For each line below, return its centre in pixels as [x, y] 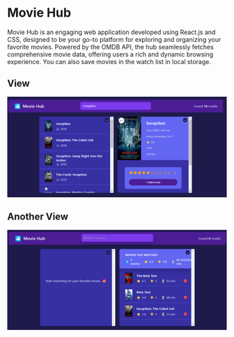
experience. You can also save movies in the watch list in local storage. [109, 61]
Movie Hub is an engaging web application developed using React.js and [111, 32]
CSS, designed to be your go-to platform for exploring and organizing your [114, 39]
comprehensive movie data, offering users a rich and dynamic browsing [110, 54]
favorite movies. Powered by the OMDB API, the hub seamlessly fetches [110, 47]
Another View [38, 217]
